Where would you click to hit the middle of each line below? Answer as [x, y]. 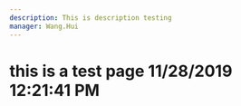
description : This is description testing [91, 18]
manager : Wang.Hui [44, 26]
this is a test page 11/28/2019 [121, 71]
